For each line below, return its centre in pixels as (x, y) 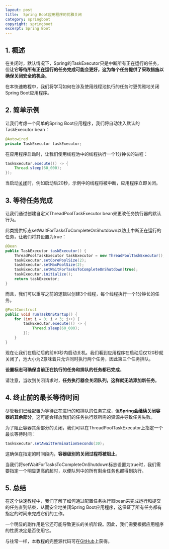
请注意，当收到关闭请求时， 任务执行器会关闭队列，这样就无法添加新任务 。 (82, 380)
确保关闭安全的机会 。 (27, 75)
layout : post (19, 10)
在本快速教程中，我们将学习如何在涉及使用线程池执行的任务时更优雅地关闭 (82, 86)
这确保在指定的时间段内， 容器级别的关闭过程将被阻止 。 (62, 453)
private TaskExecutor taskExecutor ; (44, 144)
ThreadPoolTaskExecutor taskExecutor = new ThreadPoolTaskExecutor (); (90, 255)
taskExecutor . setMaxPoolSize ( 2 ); (49, 265)
